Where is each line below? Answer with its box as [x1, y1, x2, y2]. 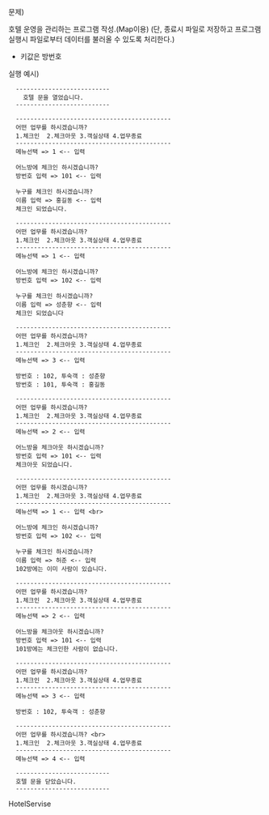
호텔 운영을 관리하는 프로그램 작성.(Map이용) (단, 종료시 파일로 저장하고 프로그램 [8, 24, 262, 34]
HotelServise [8, 799, 52, 809]
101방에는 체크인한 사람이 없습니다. [15, 645, 119, 653]
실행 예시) [8, 69, 40, 79]
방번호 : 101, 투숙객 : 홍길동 [15, 381, 106, 389]
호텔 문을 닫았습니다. [15, 778, 77, 786]
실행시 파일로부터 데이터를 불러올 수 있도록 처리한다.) [8, 35, 175, 44]
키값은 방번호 [19, 52, 62, 61]
